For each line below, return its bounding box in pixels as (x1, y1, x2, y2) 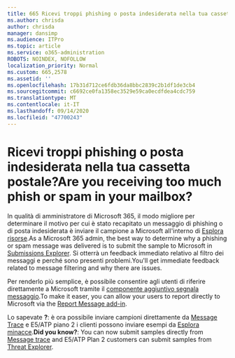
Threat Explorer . (7, 343, 54, 351)
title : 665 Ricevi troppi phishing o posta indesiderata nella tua (7, 10, 208, 17)
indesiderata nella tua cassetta (7, 158, 190, 174)
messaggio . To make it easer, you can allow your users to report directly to (7, 292, 220, 300)
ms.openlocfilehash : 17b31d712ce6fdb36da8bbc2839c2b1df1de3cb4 (7, 82, 196, 89)
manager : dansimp (7, 29, 58, 37)
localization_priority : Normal (7, 62, 99, 69)
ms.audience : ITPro (7, 36, 64, 43)
